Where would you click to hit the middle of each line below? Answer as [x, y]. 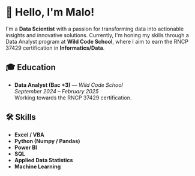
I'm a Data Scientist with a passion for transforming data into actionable [95, 29]
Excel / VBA [29, 135]
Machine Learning [37, 166]
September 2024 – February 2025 [56, 91]
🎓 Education [31, 67]
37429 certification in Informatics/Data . [55, 48]
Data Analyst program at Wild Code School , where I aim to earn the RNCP [97, 41]
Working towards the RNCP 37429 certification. [73, 98]
